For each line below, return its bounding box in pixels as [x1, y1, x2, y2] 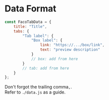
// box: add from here [31, 56, 78, 61]
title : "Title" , [13, 24, 48, 29]
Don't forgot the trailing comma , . [4, 84, 72, 90]
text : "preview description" [40, 47, 100, 52]
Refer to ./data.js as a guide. [4, 89, 66, 95]
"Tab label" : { [22, 33, 54, 38]
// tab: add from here [22, 66, 69, 71]
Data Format [4, 3, 56, 14]
